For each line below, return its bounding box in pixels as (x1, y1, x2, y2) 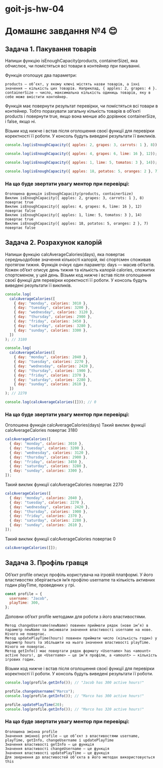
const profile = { (5, 591, 42, 596)
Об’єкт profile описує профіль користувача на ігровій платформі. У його (5, 572, 153, 578)
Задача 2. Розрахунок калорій (5, 239, 102, 247)
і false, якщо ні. (5, 119, 36, 124)
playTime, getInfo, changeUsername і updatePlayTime (5, 737, 114, 743)
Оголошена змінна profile (5, 729, 57, 734)
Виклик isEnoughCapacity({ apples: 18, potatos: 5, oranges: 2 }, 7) (5, 221, 149, 226)
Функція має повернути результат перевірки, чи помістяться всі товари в (5, 103, 158, 109)
